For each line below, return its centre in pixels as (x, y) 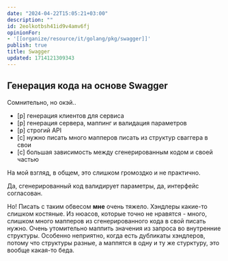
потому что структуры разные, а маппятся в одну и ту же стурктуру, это (113, 243)
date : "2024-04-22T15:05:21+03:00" (58, 13)
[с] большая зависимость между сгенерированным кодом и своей (115, 152)
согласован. (25, 193)
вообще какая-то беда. (41, 250)
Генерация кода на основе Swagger (88, 86)
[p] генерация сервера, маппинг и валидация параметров (102, 123)
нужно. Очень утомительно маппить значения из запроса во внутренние (114, 228)
